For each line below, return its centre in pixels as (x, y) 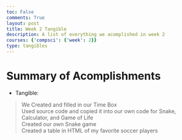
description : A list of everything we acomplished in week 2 (86, 35)
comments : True (26, 18)
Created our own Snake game (59, 124)
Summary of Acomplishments (84, 76)
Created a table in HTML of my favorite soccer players (89, 130)
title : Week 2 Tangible (37, 29)
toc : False (20, 12)
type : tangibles (27, 46)
